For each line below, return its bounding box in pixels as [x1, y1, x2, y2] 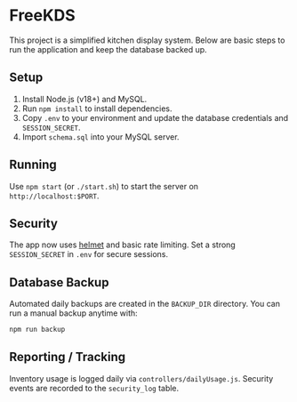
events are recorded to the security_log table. [9, 382, 180, 393]
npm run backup [9, 326, 66, 334]
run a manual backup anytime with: [9, 308, 138, 318]
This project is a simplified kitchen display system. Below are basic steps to [9, 35, 285, 45]
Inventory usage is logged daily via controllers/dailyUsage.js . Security [9, 373, 274, 383]
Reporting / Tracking [9, 350, 126, 365]
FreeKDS [9, 5, 76, 26]
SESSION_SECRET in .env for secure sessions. [9, 249, 169, 260]
